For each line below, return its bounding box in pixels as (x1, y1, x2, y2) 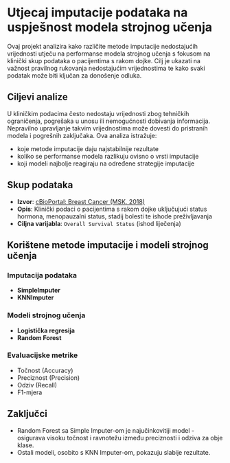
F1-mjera (16, 388, 43, 396)
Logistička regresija (16, 326, 76, 335)
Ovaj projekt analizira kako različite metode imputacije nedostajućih (7, 42, 198, 50)
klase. (16, 441, 34, 449)
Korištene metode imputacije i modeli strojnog (7, 239, 209, 251)
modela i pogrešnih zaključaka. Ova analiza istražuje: (7, 131, 157, 139)
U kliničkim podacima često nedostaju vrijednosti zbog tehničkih (7, 109, 189, 117)
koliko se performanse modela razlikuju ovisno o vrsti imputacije (16, 152, 199, 160)
